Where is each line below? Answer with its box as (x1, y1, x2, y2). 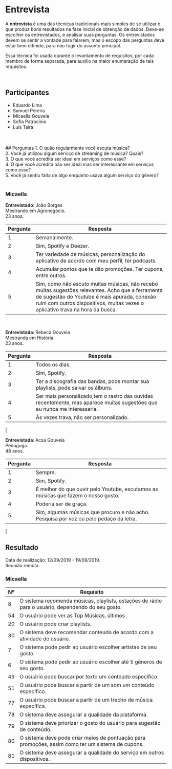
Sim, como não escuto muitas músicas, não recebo (35, 281, 158, 288)
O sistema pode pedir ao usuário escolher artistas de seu (19, 643, 157, 651)
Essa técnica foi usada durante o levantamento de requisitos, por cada (5, 53, 154, 59)
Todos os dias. (35, 361, 71, 369)
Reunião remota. (5, 562, 40, 568)
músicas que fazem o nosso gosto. (35, 492, 120, 499)
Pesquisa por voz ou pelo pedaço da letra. (35, 515, 137, 522)
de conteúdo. (19, 726, 52, 733)
